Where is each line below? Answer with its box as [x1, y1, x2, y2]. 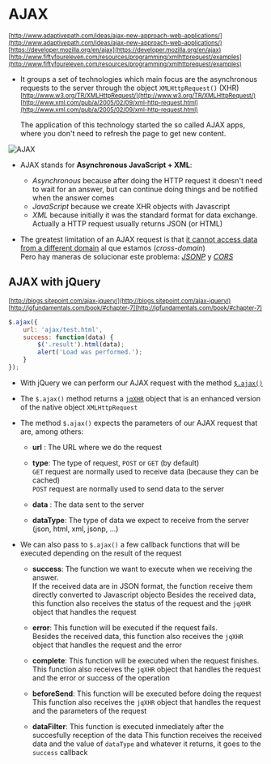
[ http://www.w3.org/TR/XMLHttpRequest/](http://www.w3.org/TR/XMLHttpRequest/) [19, 91, 256, 100]
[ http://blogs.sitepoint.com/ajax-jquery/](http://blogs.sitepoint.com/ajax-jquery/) [8, 297, 231, 305]
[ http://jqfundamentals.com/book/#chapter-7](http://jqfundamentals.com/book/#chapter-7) [8, 303, 263, 312]
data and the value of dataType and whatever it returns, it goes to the [32, 739, 261, 749]
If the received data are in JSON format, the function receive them [32, 581, 253, 590]
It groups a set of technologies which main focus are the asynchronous [19, 74, 257, 84]
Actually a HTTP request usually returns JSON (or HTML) [32, 218, 223, 228]
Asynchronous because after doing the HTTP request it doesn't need [32, 175, 263, 185]
